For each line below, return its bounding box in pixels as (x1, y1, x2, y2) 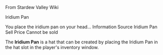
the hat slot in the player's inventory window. (5, 44, 99, 50)
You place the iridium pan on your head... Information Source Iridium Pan (5, 24, 157, 30)
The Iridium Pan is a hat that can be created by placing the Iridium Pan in (5, 39, 158, 45)
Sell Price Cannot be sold (5, 29, 58, 35)
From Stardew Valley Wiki (5, 5, 59, 10)
